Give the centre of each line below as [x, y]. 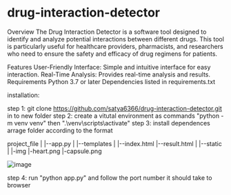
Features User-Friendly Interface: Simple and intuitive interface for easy [109, 67]
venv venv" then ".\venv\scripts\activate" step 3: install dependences [112, 123]
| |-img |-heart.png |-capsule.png [54, 151]
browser [19, 185]
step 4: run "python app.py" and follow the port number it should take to [110, 178]
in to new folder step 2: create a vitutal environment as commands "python [113, 116]
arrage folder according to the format [60, 130]
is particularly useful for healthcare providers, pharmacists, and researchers [115, 46]
